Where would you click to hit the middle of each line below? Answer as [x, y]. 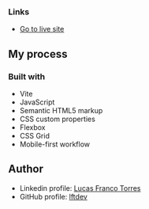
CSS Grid [34, 135]
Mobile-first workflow [55, 144]
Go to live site [42, 29]
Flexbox [32, 127]
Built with [27, 76]
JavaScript [37, 102]
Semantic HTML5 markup [61, 110]
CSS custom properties [58, 119]
